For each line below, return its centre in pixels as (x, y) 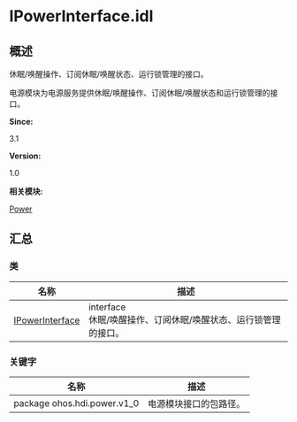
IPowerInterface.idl (81, 16)
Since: (21, 122)
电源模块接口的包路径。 (196, 403)
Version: (25, 156)
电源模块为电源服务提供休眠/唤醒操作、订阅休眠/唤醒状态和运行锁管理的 (140, 93)
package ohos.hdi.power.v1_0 (76, 403)
